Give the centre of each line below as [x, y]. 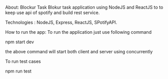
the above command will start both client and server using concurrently [79, 52]
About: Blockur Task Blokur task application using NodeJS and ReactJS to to [84, 7]
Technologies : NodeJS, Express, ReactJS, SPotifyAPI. [61, 22]
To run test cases [23, 61]
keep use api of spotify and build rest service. [52, 13]
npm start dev [20, 42]
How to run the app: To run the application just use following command [78, 32]
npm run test [18, 71]
